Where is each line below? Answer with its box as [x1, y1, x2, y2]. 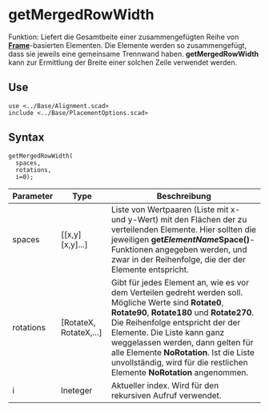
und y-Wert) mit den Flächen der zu [110, 213, 247, 225]
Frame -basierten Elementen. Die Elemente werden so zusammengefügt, [8, 40, 247, 50]
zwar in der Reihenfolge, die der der [110, 253, 246, 265]
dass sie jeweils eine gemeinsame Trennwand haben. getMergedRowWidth [8, 49, 259, 58]
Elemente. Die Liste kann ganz [110, 326, 225, 337]
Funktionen [110, 244, 154, 255]
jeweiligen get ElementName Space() [110, 233, 250, 245]
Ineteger [60, 385, 93, 396]
